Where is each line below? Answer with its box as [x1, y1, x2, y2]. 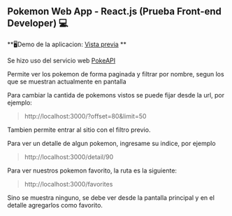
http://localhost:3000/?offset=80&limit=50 [24, 112, 147, 120]
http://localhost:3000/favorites [24, 180, 113, 188]
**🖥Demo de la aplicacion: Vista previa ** [7, 40, 127, 48]
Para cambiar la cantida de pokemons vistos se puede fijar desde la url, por [7, 90, 225, 99]
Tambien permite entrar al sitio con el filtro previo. [7, 126, 151, 134]
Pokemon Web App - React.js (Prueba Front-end [7, 6, 222, 18]
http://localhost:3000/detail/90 [24, 152, 114, 161]
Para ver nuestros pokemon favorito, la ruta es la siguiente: [7, 166, 177, 175]
